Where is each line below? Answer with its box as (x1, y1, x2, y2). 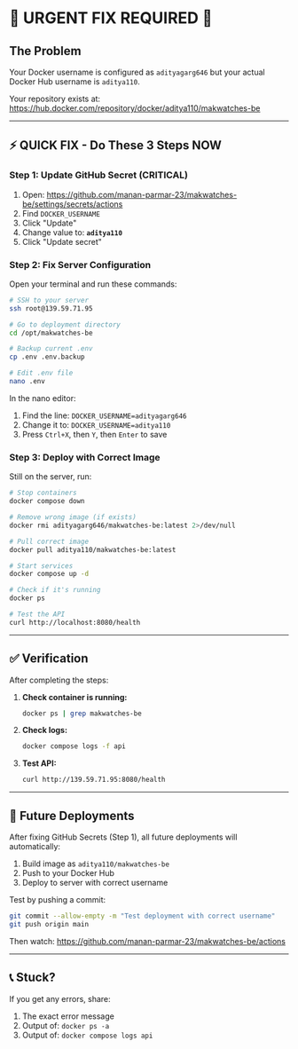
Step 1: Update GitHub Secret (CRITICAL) (9, 169, 189, 181)
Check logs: (21, 725, 68, 736)
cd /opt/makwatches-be (9, 328, 93, 337)
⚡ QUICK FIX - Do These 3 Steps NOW (9, 138, 222, 154)
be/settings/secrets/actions (21, 199, 123, 209)
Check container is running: (21, 691, 128, 702)
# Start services (9, 561, 74, 571)
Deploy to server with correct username (21, 878, 169, 888)
